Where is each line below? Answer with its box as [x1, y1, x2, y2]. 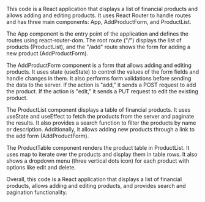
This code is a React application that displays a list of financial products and [6, 6, 198, 12]
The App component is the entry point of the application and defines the [6, 30, 188, 37]
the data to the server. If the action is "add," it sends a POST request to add [6, 81, 196, 88]
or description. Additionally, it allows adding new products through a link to [6, 126, 195, 133]
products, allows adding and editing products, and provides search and [6, 182, 186, 189]
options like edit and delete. [6, 164, 76, 171]
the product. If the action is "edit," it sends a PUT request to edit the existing [6, 88, 199, 95]
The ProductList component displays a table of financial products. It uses [6, 106, 191, 113]
